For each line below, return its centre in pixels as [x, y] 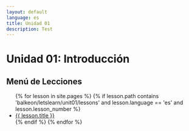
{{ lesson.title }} [35, 116]
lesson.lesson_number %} [48, 109]
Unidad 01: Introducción [68, 59]
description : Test [29, 29]
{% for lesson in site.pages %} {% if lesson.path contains [87, 96]
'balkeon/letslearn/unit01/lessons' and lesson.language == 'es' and [99, 103]
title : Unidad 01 [28, 23]
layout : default [27, 12]
